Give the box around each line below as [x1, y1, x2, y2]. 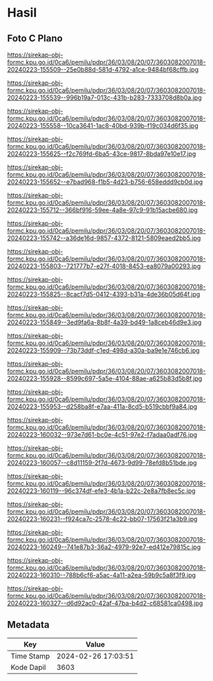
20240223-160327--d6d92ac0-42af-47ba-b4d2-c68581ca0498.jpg [7, 599, 203, 607]
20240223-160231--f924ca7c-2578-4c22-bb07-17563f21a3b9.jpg [7, 515, 198, 523]
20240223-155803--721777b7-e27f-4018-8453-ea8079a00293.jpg [7, 262, 201, 270]
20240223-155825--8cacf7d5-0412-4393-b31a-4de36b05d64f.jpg [7, 290, 201, 298]
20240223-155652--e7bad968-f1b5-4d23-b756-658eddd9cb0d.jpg [7, 178, 203, 186]
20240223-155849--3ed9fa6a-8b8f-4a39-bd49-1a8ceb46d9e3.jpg [7, 318, 202, 326]
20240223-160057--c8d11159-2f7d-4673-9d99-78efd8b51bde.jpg [7, 458, 197, 467]
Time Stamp [10, 651, 50, 661]
